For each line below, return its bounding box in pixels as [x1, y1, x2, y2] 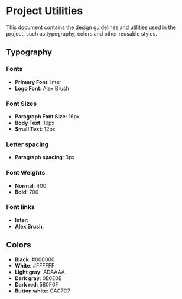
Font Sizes [6, 99, 37, 108]
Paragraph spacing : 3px [14, 154, 75, 161]
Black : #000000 [14, 256, 55, 263]
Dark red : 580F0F [14, 281, 59, 288]
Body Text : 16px [14, 119, 55, 126]
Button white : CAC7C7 [14, 287, 71, 294]
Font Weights [6, 169, 45, 177]
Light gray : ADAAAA [14, 268, 65, 275]
